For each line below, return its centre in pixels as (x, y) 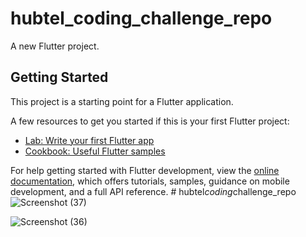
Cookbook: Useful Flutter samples (95, 151)
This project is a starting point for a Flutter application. (122, 101)
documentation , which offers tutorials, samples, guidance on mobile (150, 181)
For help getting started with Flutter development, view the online (145, 170)
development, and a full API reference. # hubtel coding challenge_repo (153, 191)
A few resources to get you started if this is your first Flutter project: (150, 121)
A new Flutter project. (55, 46)
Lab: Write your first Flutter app (89, 140)
